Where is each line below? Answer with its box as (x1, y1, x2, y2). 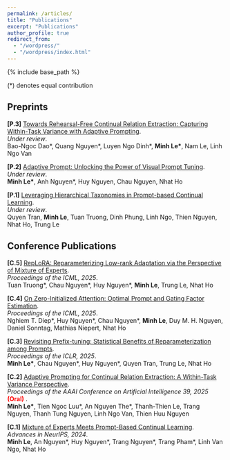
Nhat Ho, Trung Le (7, 220, 60, 229)
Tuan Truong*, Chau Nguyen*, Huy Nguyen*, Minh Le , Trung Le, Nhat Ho (7, 281, 214, 289)
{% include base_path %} (7, 67, 80, 76)
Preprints (7, 101, 48, 113)
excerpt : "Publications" (7, 23, 79, 30)
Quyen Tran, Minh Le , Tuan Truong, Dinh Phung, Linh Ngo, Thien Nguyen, (7, 213, 218, 221)
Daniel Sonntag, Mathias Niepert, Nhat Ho (7, 324, 126, 332)
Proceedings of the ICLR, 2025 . (7, 351, 97, 360)
